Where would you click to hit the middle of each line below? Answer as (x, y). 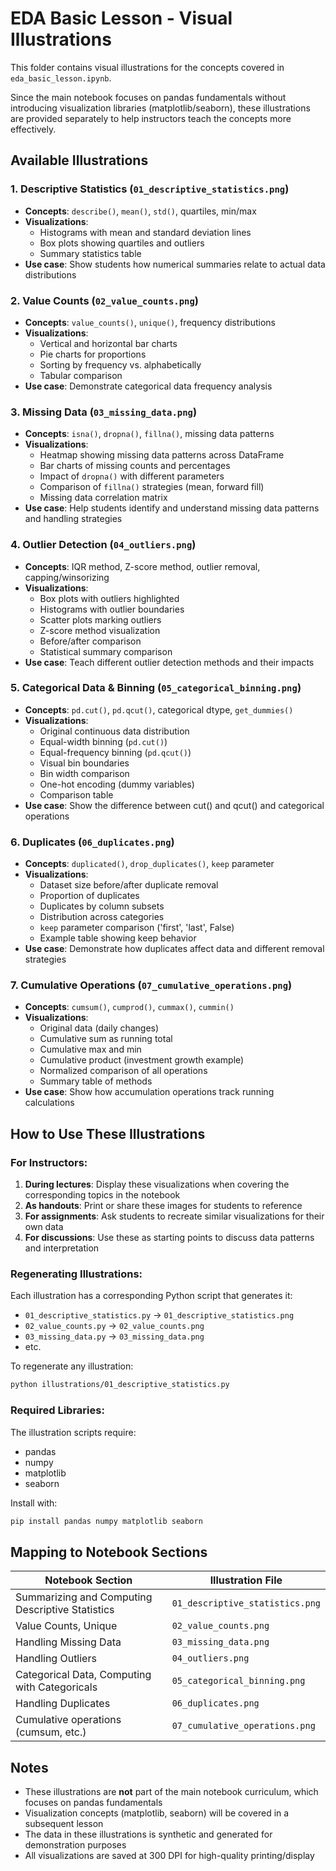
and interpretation (62, 1248)
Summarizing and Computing (84, 1597)
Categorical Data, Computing (83, 1675)
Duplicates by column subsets (102, 906)
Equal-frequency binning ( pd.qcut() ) (115, 752)
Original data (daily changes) (99, 1028)
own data (44, 1227)
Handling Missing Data (68, 1642)
